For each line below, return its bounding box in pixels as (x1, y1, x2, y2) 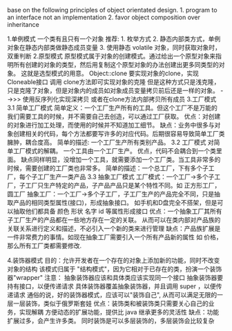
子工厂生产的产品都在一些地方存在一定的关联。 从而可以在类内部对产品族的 (7, 216, 221, 223)
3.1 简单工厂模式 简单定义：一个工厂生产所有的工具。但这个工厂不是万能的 (7, 103, 217, 112)
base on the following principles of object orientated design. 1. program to (7, 6, 217, 14)
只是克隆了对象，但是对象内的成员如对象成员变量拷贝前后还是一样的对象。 (7, 86, 219, 94)
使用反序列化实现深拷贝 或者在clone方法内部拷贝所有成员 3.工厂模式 (22, 95, 217, 103)
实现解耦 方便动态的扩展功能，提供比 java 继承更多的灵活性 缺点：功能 (19, 308, 220, 316)
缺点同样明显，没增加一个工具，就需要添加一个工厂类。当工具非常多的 (20, 155, 221, 163)
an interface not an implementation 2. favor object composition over (7, 13, 201, 21)
